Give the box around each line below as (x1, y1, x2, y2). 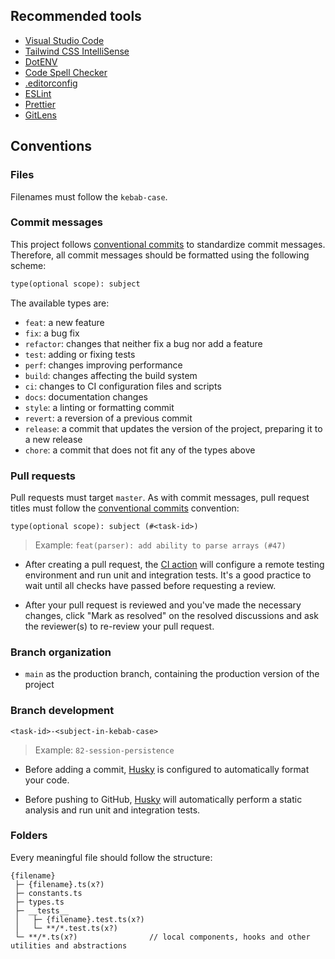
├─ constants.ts (14, 888, 83, 898)
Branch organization (10, 645, 112, 659)
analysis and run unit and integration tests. (24, 804, 201, 816)
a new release (24, 433, 83, 445)
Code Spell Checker (24, 66, 108, 78)
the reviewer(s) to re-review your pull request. (24, 620, 215, 632)
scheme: (10, 259, 47, 271)
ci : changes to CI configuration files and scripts (24, 380, 222, 392)
